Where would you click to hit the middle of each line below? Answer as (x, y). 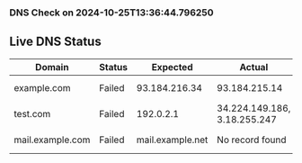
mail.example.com (52, 140)
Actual (254, 67)
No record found (252, 140)
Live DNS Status (55, 42)
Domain (52, 67)
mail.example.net (172, 140)
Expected (172, 67)
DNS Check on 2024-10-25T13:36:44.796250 (111, 13)
